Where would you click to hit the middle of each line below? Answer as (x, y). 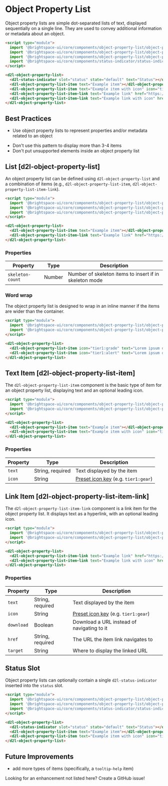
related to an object (32, 136)
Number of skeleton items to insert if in (113, 274)
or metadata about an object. (35, 33)
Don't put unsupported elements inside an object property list (76, 151)
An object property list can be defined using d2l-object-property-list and (82, 178)
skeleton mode (85, 280)
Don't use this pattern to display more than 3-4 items (67, 145)
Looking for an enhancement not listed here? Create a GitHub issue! (75, 778)
